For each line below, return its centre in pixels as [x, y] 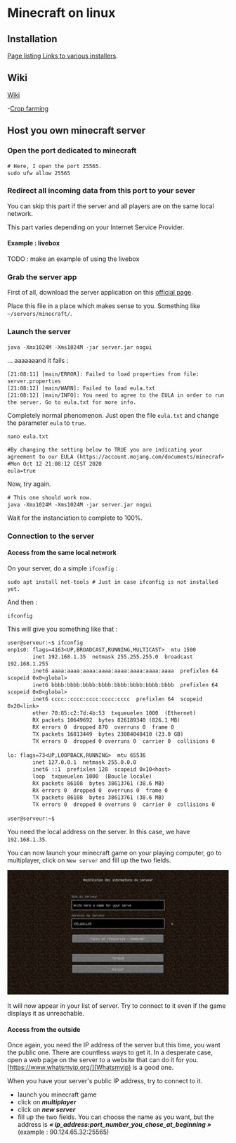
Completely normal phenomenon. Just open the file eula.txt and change [113, 415]
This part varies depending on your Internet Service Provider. [96, 227]
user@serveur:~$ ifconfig [45, 643]
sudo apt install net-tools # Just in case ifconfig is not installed [113, 582]
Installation [32, 39]
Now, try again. [29, 484]
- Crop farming [28, 108]
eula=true [22, 471]
